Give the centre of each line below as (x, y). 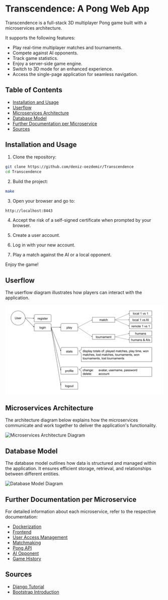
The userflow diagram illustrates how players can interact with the (74, 292)
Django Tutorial (28, 586)
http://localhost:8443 (29, 211)
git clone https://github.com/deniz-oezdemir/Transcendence (70, 166)
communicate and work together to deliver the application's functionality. (81, 425)
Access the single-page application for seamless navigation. (75, 74)
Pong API (22, 548)
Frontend (22, 532)
